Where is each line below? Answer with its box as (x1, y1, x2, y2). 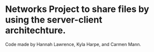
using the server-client (5, 14, 102, 25)
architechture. (5, 25, 66, 36)
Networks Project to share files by (5, 3, 149, 15)
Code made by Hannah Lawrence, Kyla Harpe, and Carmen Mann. (5, 41, 141, 47)
